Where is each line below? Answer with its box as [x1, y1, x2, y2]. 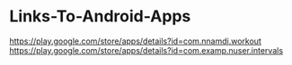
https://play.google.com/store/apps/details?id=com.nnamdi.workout [9, 36, 262, 46]
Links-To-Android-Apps [9, 6, 191, 27]
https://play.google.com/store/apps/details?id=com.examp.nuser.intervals [9, 45, 284, 55]
